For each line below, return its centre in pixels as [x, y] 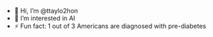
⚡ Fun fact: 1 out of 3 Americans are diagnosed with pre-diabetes [110, 26]
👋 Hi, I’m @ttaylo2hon [46, 11]
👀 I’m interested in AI [45, 18]
